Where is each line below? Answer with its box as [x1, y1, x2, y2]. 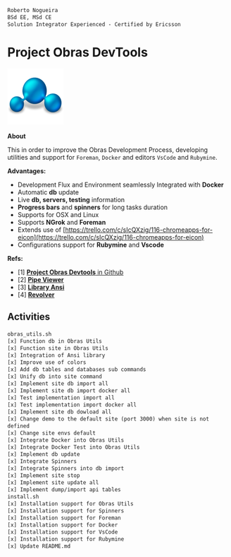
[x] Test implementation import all [7, 394, 115, 401]
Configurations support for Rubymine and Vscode [17, 240, 164, 249]
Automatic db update [17, 187, 80, 197]
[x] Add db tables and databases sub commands [7, 365, 146, 373]
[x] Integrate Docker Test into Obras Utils [7, 443, 140, 451]
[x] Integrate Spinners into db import [7, 464, 125, 472]
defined [7, 422, 30, 430]
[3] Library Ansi [17, 283, 65, 291]
